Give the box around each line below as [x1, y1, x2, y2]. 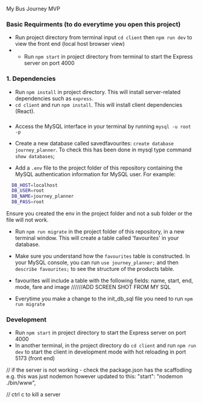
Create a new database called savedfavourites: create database [14, 139, 174, 147]
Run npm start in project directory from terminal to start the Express [24, 53, 193, 60]
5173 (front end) [14, 355, 55, 362]
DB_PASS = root [11, 199, 45, 205]
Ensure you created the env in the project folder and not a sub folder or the [6, 210, 193, 217]
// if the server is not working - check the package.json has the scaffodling [6, 366, 192, 373]
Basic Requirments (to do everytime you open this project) [6, 20, 181, 28]
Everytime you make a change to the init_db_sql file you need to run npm [14, 295, 193, 302]
